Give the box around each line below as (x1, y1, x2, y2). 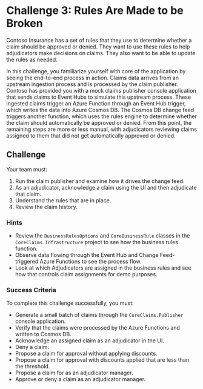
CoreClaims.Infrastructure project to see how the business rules (15, 239, 179, 246)
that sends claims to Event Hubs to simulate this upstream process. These (6, 93, 191, 101)
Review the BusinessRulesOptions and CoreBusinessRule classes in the (15, 232, 190, 239)
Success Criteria (6, 285, 56, 294)
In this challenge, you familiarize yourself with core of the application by (6, 67, 186, 75)
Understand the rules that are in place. (15, 196, 111, 204)
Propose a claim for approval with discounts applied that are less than (15, 356, 190, 364)
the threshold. (15, 363, 50, 370)
